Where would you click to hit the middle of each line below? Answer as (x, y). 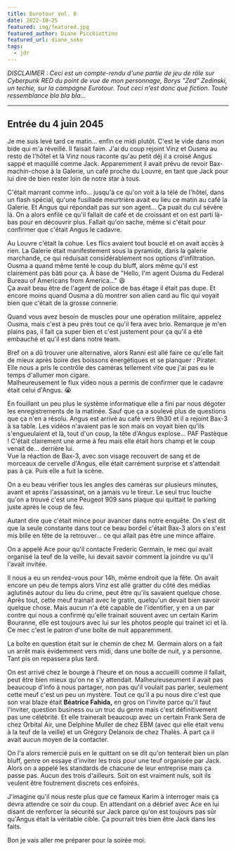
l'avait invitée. (27, 564)
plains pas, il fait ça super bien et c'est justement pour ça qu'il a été (105, 331)
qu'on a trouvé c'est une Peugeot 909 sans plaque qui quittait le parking (112, 499)
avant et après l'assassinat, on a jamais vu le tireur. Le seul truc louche (110, 492)
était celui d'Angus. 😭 (39, 390)
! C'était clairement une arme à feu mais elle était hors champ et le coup (111, 441)
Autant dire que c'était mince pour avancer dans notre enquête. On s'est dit (117, 520)
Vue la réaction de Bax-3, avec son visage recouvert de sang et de (104, 456)
